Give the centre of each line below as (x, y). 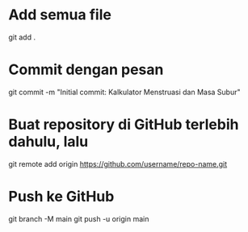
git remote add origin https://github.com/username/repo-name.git (118, 164)
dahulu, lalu (48, 142)
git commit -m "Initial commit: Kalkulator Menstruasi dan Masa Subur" (124, 92)
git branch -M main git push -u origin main (79, 218)
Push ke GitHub (61, 197)
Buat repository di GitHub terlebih (124, 124)
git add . (22, 37)
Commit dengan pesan (86, 70)
